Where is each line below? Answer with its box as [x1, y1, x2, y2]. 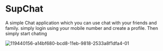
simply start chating [5, 30, 47, 36]
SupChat [5, 3, 44, 15]
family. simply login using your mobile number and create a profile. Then [5, 25, 158, 31]
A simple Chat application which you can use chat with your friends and [5, 20, 157, 26]
